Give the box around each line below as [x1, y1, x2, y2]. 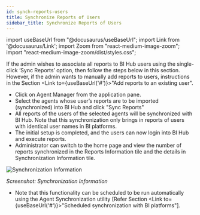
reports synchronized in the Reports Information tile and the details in [14, 148, 186, 155]
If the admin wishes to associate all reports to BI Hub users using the [6, 60, 175, 67]
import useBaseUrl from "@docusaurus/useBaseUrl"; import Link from [6, 36, 180, 44]
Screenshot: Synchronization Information [6, 177, 108, 185]
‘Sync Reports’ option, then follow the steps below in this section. [19, 67, 181, 74]
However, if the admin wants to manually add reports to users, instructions [6, 73, 190, 81]
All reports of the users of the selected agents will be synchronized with [14, 110, 193, 117]
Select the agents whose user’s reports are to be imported [14, 97, 159, 105]
